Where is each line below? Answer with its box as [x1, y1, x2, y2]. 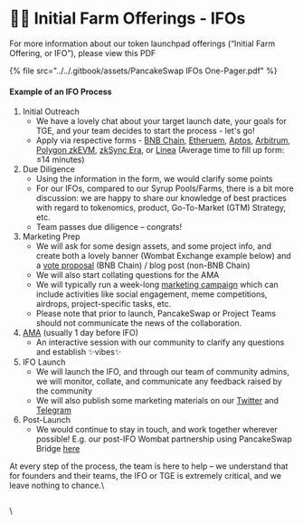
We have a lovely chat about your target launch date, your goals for [35, 116, 287, 127]
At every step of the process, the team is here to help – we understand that [9, 461, 289, 472]
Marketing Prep [22, 231, 80, 243]
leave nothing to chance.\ [9, 480, 105, 491]
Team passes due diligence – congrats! [35, 222, 183, 233]
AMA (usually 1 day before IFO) [22, 328, 138, 338]
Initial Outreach [22, 106, 80, 117]
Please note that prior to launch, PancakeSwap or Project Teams [35, 308, 277, 319]
